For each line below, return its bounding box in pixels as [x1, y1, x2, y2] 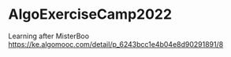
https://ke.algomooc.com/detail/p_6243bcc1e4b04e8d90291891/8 [8, 39, 224, 48]
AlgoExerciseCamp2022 [8, 5, 172, 23]
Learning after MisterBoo [8, 31, 89, 41]
